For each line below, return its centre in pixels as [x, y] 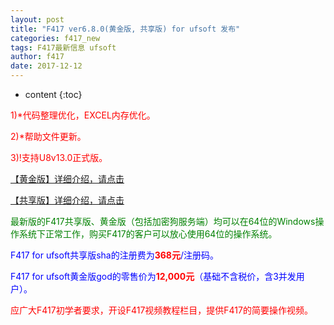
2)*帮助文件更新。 [48, 136]
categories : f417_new [55, 38]
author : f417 [37, 57]
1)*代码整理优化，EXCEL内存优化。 [83, 115]
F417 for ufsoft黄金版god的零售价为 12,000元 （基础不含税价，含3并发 [153, 276]
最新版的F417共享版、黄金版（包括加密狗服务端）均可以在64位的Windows [163, 221]
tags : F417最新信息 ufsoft [63, 47]
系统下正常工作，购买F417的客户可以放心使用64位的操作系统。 [148, 234]
